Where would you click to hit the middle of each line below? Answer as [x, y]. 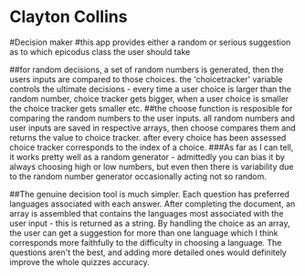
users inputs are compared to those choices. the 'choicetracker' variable [146, 79]
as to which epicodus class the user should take [100, 51]
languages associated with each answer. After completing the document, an [152, 204]
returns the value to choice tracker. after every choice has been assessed [148, 137]
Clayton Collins [68, 17]
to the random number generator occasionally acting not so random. [138, 176]
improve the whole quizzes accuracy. [79, 261]
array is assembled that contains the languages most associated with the [147, 213]
